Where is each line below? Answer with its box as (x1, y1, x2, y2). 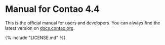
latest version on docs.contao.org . (5, 25, 75, 31)
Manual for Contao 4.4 (5, 3, 100, 15)
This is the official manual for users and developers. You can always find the (5, 20, 161, 26)
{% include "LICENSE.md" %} (5, 35, 66, 41)
